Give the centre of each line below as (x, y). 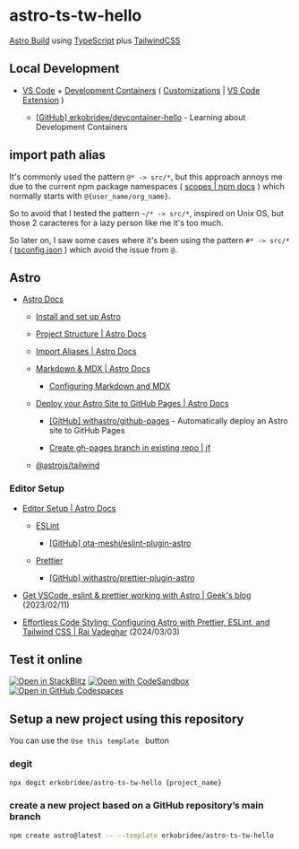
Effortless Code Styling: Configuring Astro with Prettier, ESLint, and (146, 622)
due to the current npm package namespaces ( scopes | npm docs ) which (147, 186)
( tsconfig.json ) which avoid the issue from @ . (93, 249)
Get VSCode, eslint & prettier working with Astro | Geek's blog (137, 595)
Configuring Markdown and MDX (110, 386)
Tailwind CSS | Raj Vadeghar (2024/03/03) (101, 631)
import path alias (57, 155)
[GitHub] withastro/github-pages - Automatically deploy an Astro (168, 421)
